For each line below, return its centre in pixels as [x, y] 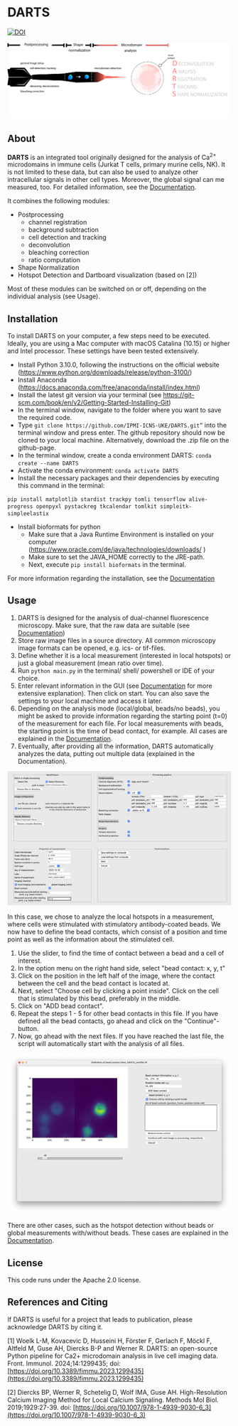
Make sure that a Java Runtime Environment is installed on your [121, 534]
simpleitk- [176, 506]
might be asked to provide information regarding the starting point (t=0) [122, 715]
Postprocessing [40, 215]
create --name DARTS [48, 463]
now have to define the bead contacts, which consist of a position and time [117, 932]
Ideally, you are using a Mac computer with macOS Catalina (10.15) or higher [119, 343]
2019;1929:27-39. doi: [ [42, 1407]
